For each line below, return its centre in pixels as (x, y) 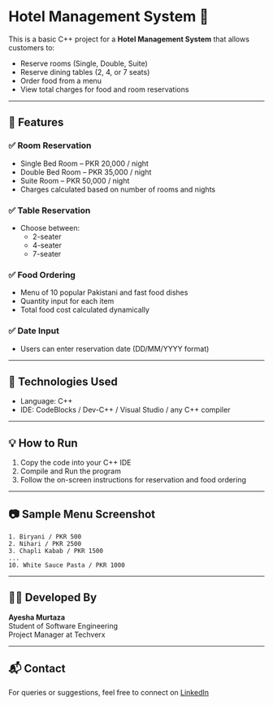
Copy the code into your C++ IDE (76, 463)
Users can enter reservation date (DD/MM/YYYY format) (115, 348)
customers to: (32, 47)
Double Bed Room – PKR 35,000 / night (86, 172)
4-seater (47, 245)
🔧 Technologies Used (63, 381)
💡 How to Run (43, 443)
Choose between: (50, 227)
